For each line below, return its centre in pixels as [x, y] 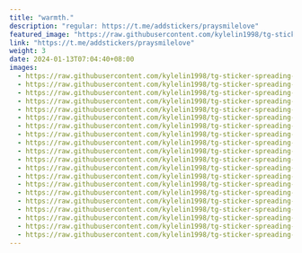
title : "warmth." [42, 17]
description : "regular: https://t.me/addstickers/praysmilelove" [134, 26]
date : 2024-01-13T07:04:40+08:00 [72, 59]
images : [24, 68]
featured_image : [40, 34]
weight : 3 [28, 51]
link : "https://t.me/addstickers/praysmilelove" [102, 43]
